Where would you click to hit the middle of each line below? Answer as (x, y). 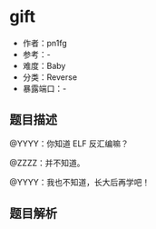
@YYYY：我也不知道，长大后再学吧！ (80, 182)
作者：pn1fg (45, 43)
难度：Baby (44, 65)
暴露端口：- (44, 88)
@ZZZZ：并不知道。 (47, 163)
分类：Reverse (50, 77)
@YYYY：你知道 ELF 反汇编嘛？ (69, 144)
